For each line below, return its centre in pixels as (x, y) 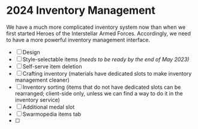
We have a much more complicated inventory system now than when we (96, 27)
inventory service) (37, 100)
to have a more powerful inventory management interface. (78, 40)
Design (31, 52)
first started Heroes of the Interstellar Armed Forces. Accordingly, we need (98, 33)
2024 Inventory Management (81, 10)
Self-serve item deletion (52, 66)
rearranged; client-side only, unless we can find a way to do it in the (99, 93)
